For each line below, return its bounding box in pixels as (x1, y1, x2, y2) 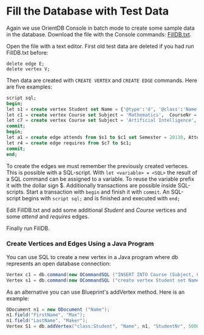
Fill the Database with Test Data (6, 4, 169, 18)
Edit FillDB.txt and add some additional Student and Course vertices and (6, 206, 187, 214)
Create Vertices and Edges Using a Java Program (6, 240, 154, 248)
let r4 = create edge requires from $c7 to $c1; (6, 140, 132, 146)
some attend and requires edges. (6, 212, 90, 220)
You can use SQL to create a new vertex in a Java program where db (6, 253, 178, 260)
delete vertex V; (6, 66, 50, 72)
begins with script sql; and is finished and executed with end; (22, 194, 180, 201)
